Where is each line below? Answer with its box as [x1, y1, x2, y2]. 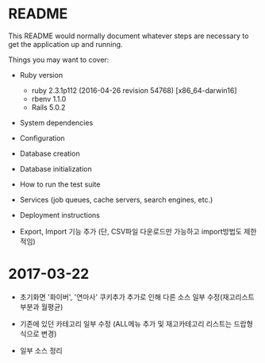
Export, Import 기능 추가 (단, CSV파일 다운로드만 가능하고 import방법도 [19, 226, 242, 236]
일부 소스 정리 [19, 346, 63, 355]
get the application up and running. [8, 39, 123, 48]
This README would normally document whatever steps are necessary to [8, 31, 249, 41]
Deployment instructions [19, 210, 101, 219]
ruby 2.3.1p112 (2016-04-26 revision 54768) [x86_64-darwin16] [31, 85, 237, 95]
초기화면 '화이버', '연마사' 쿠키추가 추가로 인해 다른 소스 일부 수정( [19, 292, 223, 302]
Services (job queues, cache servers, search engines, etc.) [19, 195, 213, 204]
